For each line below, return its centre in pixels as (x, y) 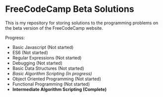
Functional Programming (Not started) (51, 84)
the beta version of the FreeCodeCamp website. (54, 28)
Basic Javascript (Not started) (43, 47)
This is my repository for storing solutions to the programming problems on (82, 23)
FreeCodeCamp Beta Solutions (70, 9)
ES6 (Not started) (30, 52)
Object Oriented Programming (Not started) (57, 79)
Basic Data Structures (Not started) (48, 68)
